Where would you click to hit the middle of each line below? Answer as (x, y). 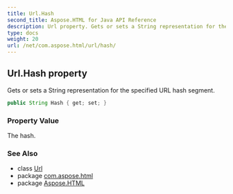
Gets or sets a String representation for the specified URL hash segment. (111, 90)
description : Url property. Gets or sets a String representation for (111, 26)
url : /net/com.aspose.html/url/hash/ (62, 46)
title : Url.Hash (31, 13)
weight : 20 (23, 39)
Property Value (33, 120)
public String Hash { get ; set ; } (57, 103)
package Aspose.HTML (51, 183)
